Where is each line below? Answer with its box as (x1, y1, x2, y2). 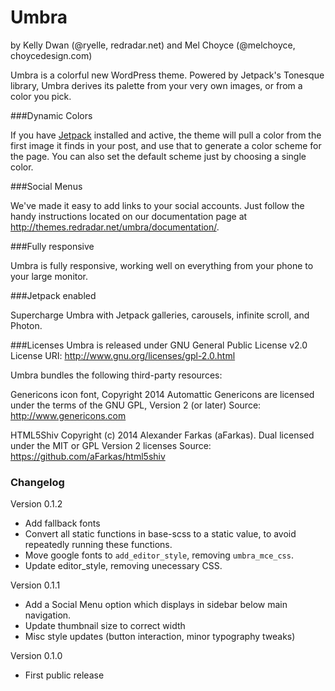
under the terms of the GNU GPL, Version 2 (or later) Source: (10, 399, 262, 411)
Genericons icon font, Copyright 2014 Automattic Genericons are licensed (10, 388, 315, 400)
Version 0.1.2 (10, 498, 63, 510)
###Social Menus (10, 180, 83, 192)
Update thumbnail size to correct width (24, 620, 186, 632)
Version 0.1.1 (10, 579, 61, 591)
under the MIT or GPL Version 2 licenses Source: (10, 439, 212, 451)
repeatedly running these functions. (24, 539, 173, 551)
